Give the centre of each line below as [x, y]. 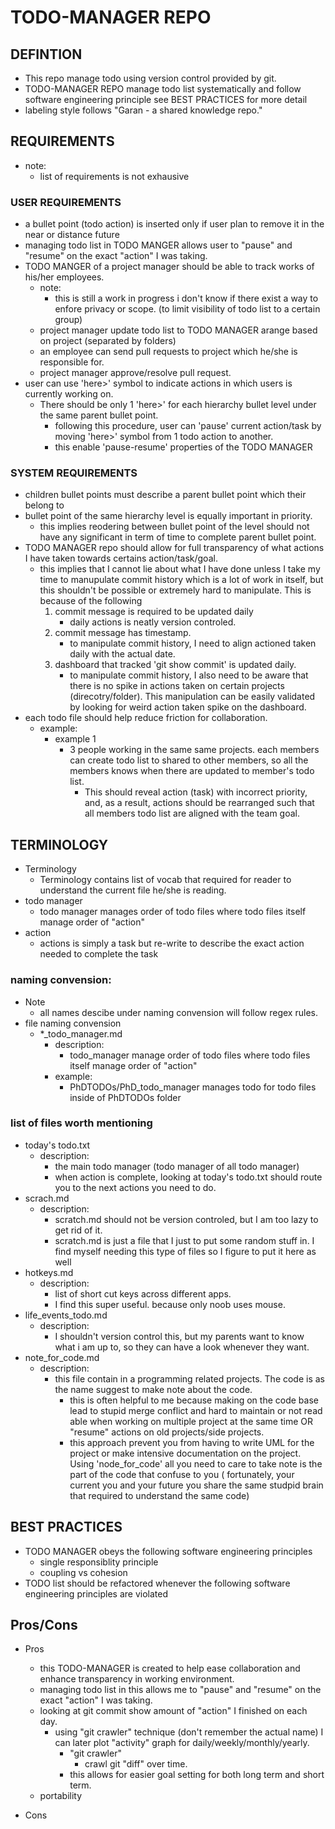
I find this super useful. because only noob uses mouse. [170, 1304]
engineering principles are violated [96, 1593]
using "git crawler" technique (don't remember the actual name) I [189, 1732]
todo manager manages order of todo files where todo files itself [173, 912]
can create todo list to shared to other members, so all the [189, 760]
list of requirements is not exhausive [114, 176]
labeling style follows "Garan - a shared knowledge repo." [143, 110]
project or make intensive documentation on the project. [185, 1453]
